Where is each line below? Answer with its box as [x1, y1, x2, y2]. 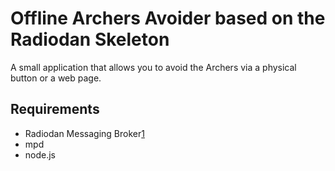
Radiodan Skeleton [10, 28, 170, 51]
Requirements [10, 101, 100, 118]
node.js [24, 148, 57, 161]
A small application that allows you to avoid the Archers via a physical [10, 61, 297, 73]
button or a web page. [10, 72, 102, 84]
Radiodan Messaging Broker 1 [24, 127, 145, 139]
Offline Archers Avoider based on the [10, 7, 326, 30]
